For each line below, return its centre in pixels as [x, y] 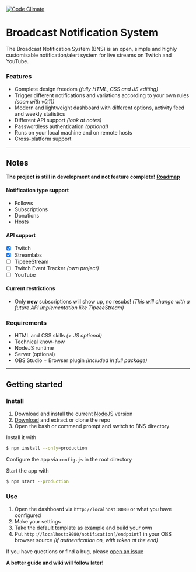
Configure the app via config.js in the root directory [69, 459]
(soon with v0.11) [34, 102]
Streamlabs [28, 255]
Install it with [21, 437]
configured [28, 515]
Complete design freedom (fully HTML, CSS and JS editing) [86, 89]
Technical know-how [40, 342]
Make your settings [38, 521]
